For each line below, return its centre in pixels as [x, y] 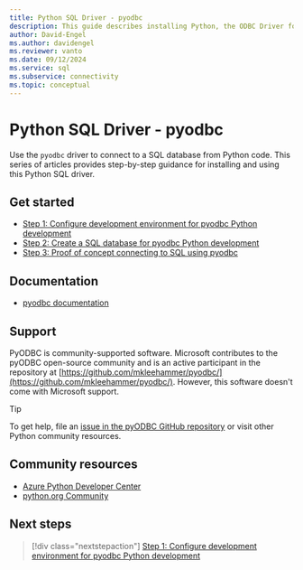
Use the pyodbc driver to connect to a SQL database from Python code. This [150, 154]
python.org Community [65, 495]
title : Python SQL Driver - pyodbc [76, 18]
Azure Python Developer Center [82, 486]
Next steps [41, 524]
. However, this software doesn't [233, 382]
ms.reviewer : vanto [46, 51]
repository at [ [36, 372]
